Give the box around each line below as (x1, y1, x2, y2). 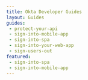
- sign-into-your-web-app (8, 43, 74, 49)
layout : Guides (6, 14, 45, 20)
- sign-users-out (8, 48, 52, 54)
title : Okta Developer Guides (6, 8, 83, 15)
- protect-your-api (8, 25, 58, 32)
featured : (6, 54, 31, 60)
